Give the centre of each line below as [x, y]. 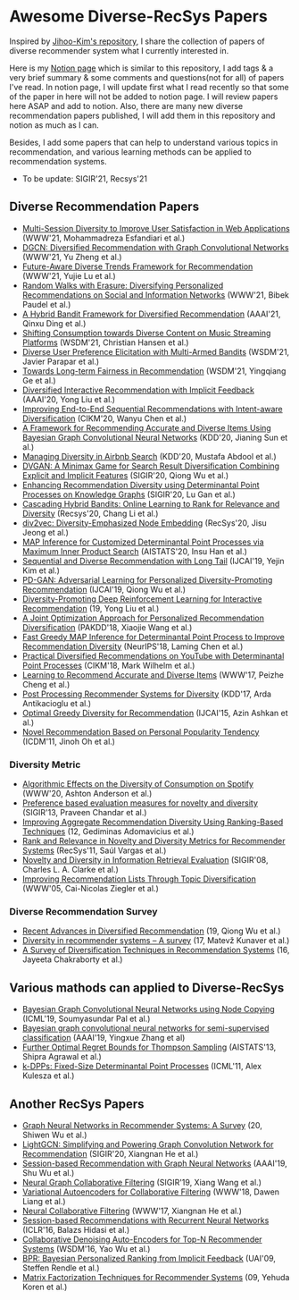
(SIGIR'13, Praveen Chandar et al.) [84, 813]
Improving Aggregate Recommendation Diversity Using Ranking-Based [153, 822]
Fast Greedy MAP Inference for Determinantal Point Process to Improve [154, 637]
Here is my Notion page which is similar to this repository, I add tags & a [141, 68]
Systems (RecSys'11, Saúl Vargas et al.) [94, 850]
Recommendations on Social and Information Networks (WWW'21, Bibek [156, 295]
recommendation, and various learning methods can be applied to [130, 152]
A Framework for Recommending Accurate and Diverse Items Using [147, 427]
